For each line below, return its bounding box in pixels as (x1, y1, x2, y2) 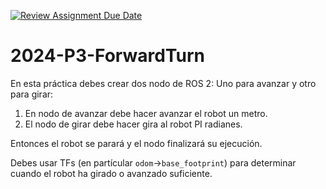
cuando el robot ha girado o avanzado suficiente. (10, 167, 213, 179)
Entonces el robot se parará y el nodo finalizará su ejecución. (10, 137, 263, 149)
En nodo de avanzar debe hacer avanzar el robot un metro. (24, 107, 268, 119)
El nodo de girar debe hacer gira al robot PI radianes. (24, 118, 243, 130)
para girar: (10, 88, 54, 100)
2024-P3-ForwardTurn (10, 45, 205, 67)
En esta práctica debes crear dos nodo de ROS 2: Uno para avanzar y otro (10, 77, 317, 89)
